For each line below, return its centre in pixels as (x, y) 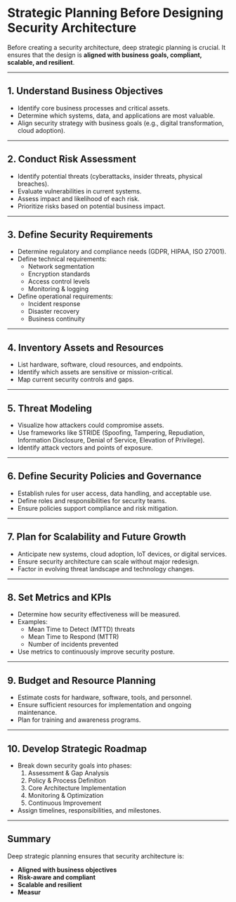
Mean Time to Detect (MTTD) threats (81, 629)
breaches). (33, 184)
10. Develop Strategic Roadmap (77, 748)
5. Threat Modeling (50, 408)
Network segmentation (61, 267)
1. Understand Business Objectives (85, 91)
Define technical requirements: (62, 259)
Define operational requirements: (65, 296)
